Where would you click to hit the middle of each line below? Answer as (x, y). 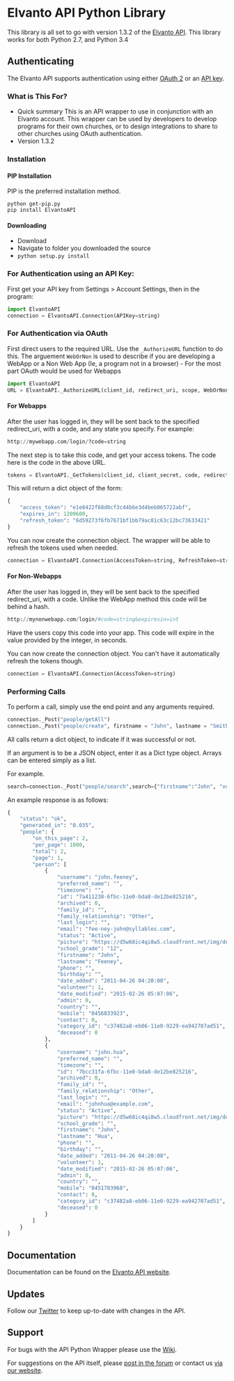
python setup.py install (53, 256)
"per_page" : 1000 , (59, 844)
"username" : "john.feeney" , (97, 877)
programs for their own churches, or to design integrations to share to (117, 126)
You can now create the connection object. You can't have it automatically (114, 654)
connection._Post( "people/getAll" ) (59, 719)
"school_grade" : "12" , (90, 948)
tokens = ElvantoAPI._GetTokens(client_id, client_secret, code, (104, 475)
